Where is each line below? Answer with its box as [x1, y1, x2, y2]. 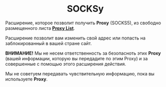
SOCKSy [67, 3, 104, 15]
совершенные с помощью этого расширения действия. [5, 61, 126, 67]
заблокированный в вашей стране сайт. [5, 40, 92, 46]
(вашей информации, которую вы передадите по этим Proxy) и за [5, 55, 148, 61]
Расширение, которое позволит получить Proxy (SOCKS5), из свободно [5, 20, 161, 26]
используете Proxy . [5, 76, 48, 82]
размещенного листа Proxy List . [5, 25, 75, 31]
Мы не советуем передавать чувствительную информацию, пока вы [5, 70, 155, 76]
